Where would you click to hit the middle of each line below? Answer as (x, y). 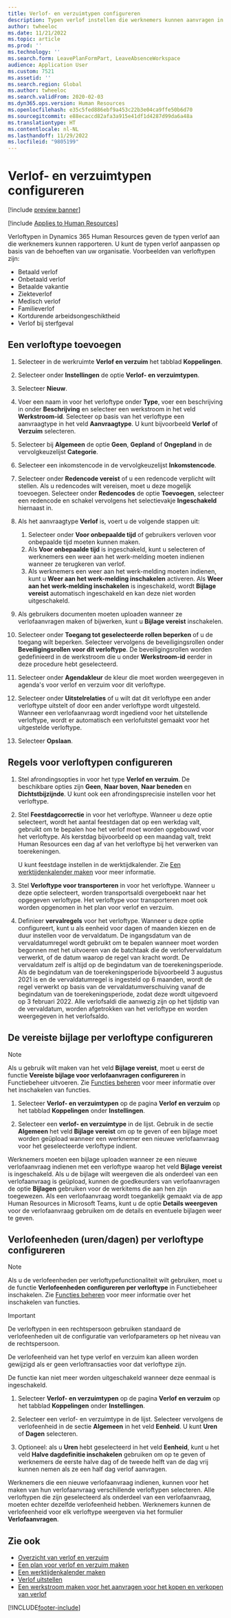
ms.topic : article (34, 39)
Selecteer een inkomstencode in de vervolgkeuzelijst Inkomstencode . (117, 465)
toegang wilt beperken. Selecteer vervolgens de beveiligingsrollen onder (121, 642)
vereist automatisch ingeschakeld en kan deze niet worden (112, 593)
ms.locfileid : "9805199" (43, 142)
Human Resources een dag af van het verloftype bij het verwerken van (118, 844)
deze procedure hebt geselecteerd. (68, 664)
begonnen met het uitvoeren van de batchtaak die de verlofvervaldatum (120, 950)
